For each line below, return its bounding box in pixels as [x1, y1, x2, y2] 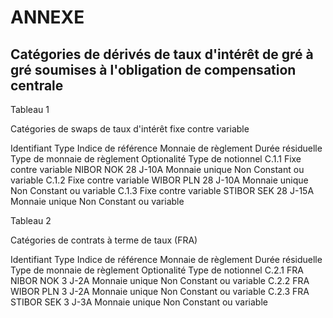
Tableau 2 [10, 215, 52, 226]
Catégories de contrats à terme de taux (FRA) [10, 234, 198, 246]
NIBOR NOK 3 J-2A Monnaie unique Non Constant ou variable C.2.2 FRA [10, 275, 310, 286]
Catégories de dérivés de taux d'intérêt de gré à [10, 46, 314, 63]
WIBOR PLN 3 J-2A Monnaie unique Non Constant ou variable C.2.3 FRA [10, 286, 310, 297]
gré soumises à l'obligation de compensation [10, 61, 297, 78]
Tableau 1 [10, 104, 50, 115]
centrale [10, 77, 64, 94]
